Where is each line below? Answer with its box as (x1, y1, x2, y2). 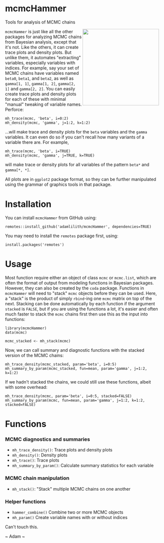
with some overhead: (5, 384, 48, 390)
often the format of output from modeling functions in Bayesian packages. (5, 280, 154, 286)
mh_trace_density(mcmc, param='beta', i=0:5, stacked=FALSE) (5, 393, 132, 399)
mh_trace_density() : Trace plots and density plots (12, 447, 113, 453)
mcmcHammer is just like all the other (5, 28, 73, 34)
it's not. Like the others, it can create (5, 44, 79, 50)
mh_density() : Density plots (12, 452, 67, 458)
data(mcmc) (5, 330, 27, 335)
